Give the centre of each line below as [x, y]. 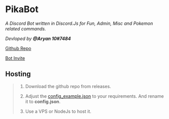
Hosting [18, 74]
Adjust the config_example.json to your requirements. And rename [94, 96]
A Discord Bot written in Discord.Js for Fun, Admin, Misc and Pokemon [79, 23]
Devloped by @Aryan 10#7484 [38, 38]
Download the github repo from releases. [68, 86]
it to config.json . [43, 101]
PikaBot [22, 9]
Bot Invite [15, 58]
